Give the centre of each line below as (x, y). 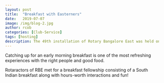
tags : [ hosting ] (21, 37)
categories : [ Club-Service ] (34, 32)
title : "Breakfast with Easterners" (43, 14)
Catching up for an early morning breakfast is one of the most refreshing (78, 55)
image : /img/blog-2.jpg (29, 23)
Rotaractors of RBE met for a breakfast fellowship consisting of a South (76, 70)
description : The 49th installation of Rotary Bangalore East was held (79, 41)
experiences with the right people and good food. (55, 60)
